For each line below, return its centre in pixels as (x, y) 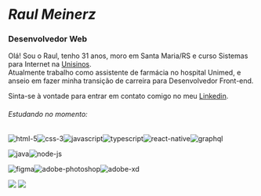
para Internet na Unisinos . (50, 64)
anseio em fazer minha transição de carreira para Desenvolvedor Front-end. (131, 81)
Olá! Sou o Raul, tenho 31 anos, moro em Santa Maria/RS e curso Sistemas (128, 56)
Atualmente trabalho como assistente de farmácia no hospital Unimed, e (125, 73)
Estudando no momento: (48, 114)
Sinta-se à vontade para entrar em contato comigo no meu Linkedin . (118, 96)
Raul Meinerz (52, 15)
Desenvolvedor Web (48, 39)
